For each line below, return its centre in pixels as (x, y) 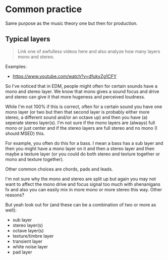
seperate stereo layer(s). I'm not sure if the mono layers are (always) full (80, 123)
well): (11, 210)
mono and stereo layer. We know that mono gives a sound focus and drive (82, 91)
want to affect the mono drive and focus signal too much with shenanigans (83, 184)
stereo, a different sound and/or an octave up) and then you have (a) (76, 117)
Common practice (44, 9)
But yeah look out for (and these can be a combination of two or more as (81, 204)
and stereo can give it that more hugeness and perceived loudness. (75, 96)
